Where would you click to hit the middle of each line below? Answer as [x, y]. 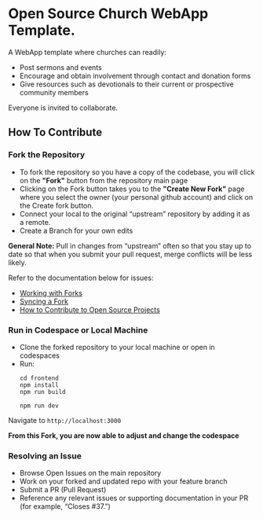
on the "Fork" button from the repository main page [104, 180]
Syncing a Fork [44, 301]
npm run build [42, 392]
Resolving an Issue [45, 455]
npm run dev [39, 406]
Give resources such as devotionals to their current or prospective [126, 84]
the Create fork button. [57, 205]
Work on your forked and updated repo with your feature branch [123, 481]
